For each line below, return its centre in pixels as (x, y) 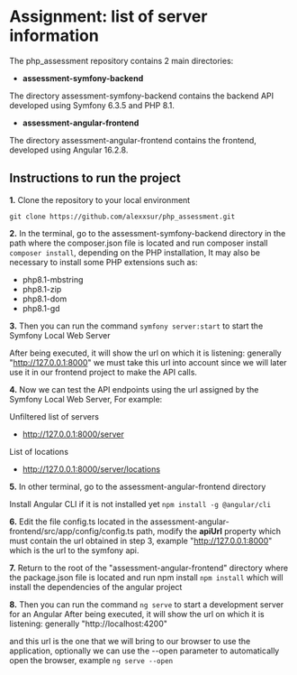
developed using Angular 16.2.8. (69, 150)
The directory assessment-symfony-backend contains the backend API (142, 96)
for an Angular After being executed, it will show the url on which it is (137, 614)
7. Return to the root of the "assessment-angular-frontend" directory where (149, 568)
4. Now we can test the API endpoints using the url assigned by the (134, 389)
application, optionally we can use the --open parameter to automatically (144, 651)
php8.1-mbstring (53, 279)
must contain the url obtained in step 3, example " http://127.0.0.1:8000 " (141, 541)
